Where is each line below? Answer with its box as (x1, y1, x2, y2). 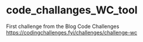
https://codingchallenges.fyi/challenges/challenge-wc (6, 29, 138, 36)
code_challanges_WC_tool (6, 3, 138, 17)
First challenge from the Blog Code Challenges (6, 23, 119, 30)
